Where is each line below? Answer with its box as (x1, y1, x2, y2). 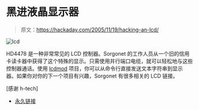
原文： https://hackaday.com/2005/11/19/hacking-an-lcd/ (20, 26, 159, 33)
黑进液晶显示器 (6, 5, 79, 19)
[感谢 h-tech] (6, 85, 38, 92)
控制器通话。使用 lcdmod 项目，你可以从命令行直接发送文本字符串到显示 (6, 64, 184, 72)
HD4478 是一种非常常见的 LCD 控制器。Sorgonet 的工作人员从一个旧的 (6, 50, 179, 57)
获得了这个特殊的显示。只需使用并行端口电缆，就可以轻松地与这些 (31, 57, 193, 64)
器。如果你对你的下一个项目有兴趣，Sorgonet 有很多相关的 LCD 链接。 (6, 72, 179, 79)
